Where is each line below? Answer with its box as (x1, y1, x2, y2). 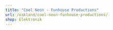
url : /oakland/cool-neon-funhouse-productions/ (5, 12, 108, 17)
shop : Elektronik (5, 17, 42, 22)
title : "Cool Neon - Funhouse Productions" (5, 7, 99, 13)
